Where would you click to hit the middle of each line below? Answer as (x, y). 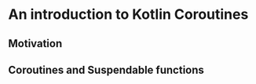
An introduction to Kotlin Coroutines (128, 15)
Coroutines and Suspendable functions (106, 69)
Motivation (35, 44)
